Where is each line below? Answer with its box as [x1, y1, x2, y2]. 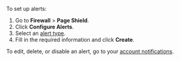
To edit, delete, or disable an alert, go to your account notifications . [6, 48, 174, 55]
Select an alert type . [15, 30, 66, 37]
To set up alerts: [6, 5, 47, 12]
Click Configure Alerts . [15, 24, 74, 30]
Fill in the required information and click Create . [15, 36, 135, 43]
